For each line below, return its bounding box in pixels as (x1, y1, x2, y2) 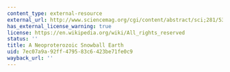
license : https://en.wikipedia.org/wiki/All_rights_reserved (7, 29, 186, 36)
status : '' (7, 36, 38, 43)
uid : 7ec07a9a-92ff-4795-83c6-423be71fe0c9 (7, 49, 133, 56)
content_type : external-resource (7, 10, 103, 17)
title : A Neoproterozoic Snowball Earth (7, 42, 125, 49)
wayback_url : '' (7, 55, 53, 62)
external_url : (7, 16, 48, 23)
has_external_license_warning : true (7, 23, 112, 29)
